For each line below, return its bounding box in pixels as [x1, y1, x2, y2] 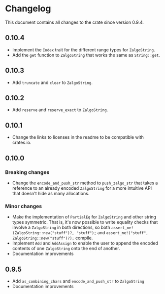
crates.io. [12, 139, 32, 146]
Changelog [5, 3, 51, 14]
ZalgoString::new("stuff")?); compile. [12, 235, 93, 241]
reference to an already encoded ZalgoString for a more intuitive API [12, 185, 152, 191]
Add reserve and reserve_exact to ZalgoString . [12, 107, 108, 113]
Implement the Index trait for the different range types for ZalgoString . [12, 46, 155, 52]
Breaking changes [5, 168, 50, 175]
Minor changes [5, 203, 42, 210]
